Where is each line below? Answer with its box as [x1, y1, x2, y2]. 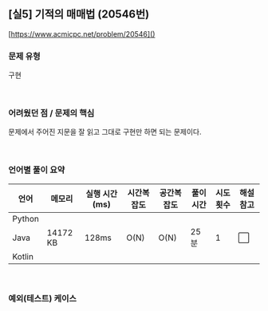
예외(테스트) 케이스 [8, 293, 77, 304]
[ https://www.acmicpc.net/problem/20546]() [8, 29, 156, 38]
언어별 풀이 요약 [8, 164, 65, 175]
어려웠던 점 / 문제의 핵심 [8, 108, 95, 119]
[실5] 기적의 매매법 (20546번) [8, 7, 150, 22]
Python [12, 213, 40, 224]
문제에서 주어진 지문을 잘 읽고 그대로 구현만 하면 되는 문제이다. [8, 127, 202, 137]
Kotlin [12, 250, 34, 262]
